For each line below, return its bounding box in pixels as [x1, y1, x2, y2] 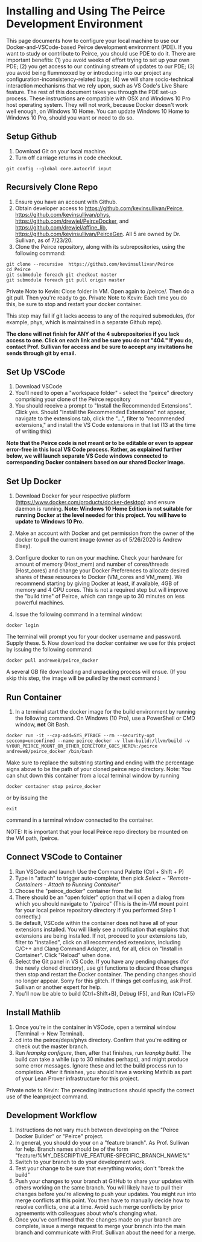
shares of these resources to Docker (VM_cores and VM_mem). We [14, 574, 183, 581]
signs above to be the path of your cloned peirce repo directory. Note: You [6, 766, 191, 772]
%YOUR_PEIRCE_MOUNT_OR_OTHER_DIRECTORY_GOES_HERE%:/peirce [6, 743, 158, 749]
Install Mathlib [6, 1007, 62, 1018]
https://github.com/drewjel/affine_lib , [14, 223, 107, 231]
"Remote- [166, 874, 191, 882]
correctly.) [14, 913, 41, 920]
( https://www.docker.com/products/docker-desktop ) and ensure [14, 499, 175, 506]
